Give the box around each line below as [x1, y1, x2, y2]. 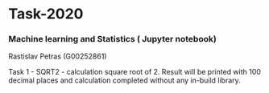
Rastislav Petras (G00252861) [8, 51, 107, 61]
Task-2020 [8, 5, 84, 23]
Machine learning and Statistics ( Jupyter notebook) [8, 34, 217, 45]
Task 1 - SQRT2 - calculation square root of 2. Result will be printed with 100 [8, 67, 262, 77]
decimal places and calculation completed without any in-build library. [8, 75, 242, 85]
